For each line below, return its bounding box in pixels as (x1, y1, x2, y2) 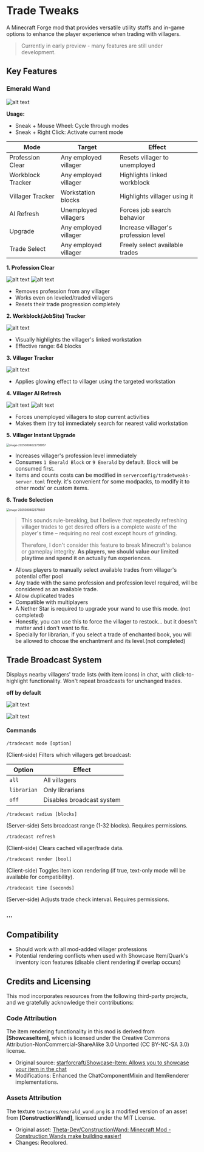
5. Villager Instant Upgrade (6, 431, 76, 438)
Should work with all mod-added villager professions (15, 946, 148, 953)
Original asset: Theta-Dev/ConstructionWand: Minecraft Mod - (15, 1126, 171, 1133)
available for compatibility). (6, 873, 75, 880)
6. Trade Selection (6, 496, 53, 503)
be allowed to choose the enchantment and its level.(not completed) (15, 637, 186, 644)
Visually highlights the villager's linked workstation (15, 335, 141, 343)
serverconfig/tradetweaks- (123, 472, 191, 479)
